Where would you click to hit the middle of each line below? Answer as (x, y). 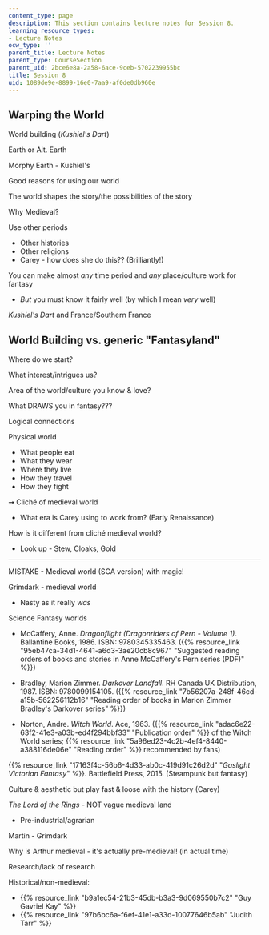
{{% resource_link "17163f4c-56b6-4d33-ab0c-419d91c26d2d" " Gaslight (129, 765)
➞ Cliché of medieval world (53, 502)
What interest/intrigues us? (53, 375)
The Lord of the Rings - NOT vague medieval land (90, 805)
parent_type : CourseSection (55, 61)
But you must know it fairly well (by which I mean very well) (118, 299)
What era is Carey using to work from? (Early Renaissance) (117, 518)
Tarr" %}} (36, 923)
